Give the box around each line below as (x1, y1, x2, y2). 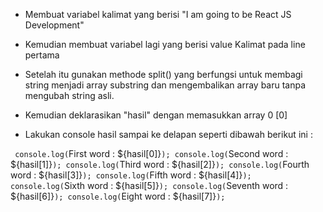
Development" (24, 19, 85, 31)
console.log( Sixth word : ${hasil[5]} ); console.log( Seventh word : (10, 180, 289, 191)
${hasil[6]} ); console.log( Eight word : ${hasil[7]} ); (10, 190, 226, 202)
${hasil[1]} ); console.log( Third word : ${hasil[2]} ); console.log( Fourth (10, 159, 310, 170)
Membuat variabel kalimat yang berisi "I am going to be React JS (24, 9, 292, 20)
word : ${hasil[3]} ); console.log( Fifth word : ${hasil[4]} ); (10, 169, 252, 181)
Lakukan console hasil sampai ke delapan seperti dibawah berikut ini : (24, 129, 313, 140)
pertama (24, 49, 60, 61)
